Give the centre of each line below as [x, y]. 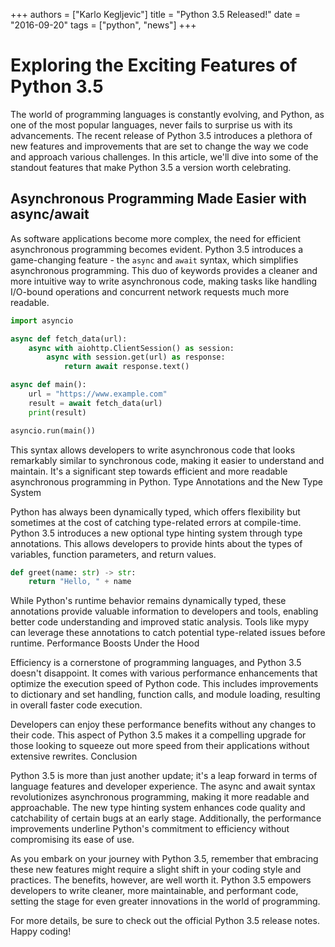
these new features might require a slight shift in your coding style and [156, 870]
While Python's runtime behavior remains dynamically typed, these [148, 601]
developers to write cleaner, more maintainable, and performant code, [154, 891]
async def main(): [48, 385]
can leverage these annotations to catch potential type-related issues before [168, 633]
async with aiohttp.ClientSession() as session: [131, 348]
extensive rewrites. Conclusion [74, 756]
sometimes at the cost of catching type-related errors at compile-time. [156, 522]
